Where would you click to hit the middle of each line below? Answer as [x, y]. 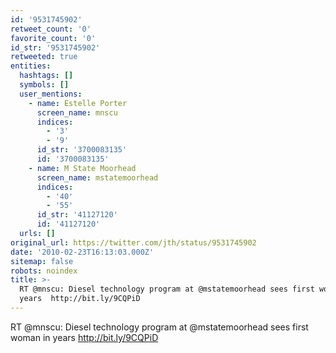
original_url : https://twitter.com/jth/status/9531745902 [133, 242]
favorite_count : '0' [53, 38]
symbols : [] [44, 85]
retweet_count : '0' [51, 29]
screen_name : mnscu [77, 112]
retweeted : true [44, 57]
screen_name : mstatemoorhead [97, 177]
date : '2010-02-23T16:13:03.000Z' [82, 252]
